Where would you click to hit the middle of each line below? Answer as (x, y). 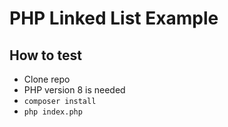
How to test (45, 55)
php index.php (53, 112)
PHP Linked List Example (114, 18)
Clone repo (47, 79)
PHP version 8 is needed (74, 90)
